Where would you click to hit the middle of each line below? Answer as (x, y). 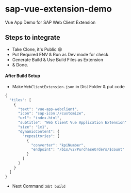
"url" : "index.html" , (40, 118)
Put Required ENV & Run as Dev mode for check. (61, 54)
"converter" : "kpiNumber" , (58, 145)
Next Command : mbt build (39, 186)
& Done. (20, 64)
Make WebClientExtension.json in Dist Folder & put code (68, 86)
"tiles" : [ (20, 100)
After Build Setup (23, 76)
